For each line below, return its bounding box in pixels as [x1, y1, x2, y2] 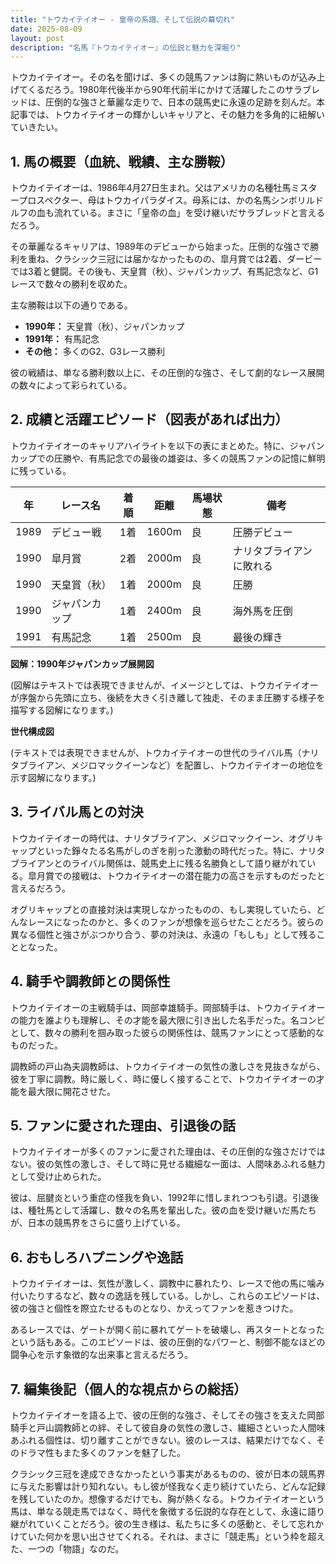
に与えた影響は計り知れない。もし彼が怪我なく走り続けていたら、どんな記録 [10, 1480, 326, 1492]
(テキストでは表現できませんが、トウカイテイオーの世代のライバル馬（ [10, 746, 302, 758]
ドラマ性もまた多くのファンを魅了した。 [18, 1446, 186, 1458]
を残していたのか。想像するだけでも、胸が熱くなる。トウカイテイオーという [10, 1492, 325, 1505]
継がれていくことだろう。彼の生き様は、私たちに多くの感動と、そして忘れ [10, 1517, 315, 1530]
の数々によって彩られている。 [10, 379, 133, 391]
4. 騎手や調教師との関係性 [10, 973, 171, 990]
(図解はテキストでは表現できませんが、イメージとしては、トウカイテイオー [10, 679, 319, 691]
